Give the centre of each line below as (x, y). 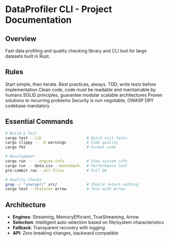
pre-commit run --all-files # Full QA (56, 170)
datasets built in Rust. (28, 56)
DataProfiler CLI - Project (59, 9)
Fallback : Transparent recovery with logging (59, 228)
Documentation (39, 20)
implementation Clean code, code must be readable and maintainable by (81, 89)
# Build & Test (21, 133)
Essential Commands (39, 122)
